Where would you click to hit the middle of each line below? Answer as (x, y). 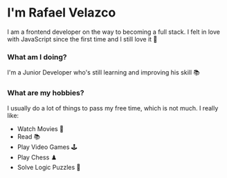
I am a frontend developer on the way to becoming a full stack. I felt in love (113, 32)
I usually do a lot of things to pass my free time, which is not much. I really (113, 108)
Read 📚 (28, 137)
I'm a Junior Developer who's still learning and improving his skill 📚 (103, 72)
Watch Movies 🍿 (40, 128)
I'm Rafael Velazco (62, 13)
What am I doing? (37, 57)
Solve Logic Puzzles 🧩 (49, 167)
